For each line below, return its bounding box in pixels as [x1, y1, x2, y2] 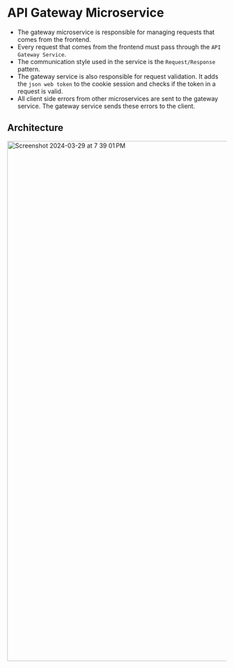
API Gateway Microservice [7, 5, 164, 21]
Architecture [7, 122, 64, 134]
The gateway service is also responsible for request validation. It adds [17, 72, 219, 81]
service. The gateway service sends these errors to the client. [17, 102, 196, 110]
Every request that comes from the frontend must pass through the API [17, 42, 221, 51]
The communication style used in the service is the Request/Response [17, 57, 216, 65]
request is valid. [17, 87, 63, 95]
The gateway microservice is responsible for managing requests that [17, 28, 214, 36]
